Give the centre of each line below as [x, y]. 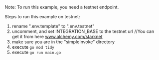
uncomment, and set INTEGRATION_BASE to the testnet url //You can [83, 31]
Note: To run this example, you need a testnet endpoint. [62, 7]
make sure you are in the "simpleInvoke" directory [63, 42]
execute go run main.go [36, 52]
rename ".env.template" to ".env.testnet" [53, 26]
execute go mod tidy [33, 47]
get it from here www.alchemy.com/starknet [57, 37]
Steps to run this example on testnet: [42, 16]
